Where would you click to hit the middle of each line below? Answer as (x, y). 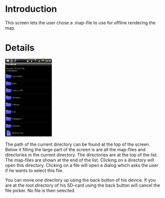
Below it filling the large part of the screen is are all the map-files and (75, 149)
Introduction (31, 9)
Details (20, 48)
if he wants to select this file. (34, 170)
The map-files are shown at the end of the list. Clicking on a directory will (80, 160)
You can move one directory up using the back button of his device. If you (81, 180)
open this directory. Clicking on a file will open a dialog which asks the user (82, 165)
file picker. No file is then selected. (40, 190)
